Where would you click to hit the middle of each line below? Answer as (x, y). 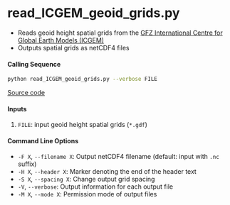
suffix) (27, 164)
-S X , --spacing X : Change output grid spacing (86, 179)
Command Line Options (43, 140)
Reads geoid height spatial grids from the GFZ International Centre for (120, 33)
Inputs (17, 109)
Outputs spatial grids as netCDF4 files (73, 48)
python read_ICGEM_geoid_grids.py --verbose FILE (83, 79)
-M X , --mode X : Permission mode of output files (87, 194)
